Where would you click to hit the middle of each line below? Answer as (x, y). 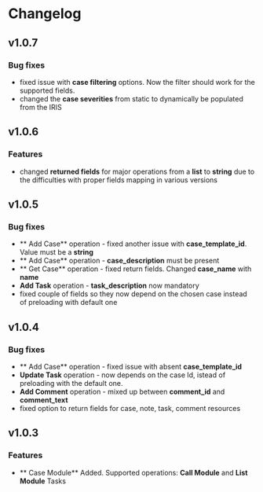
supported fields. (47, 90)
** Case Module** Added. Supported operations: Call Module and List (133, 472)
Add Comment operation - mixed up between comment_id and (122, 391)
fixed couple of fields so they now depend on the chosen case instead (133, 294)
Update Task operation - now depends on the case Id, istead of (122, 375)
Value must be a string (57, 252)
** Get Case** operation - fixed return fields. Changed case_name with (135, 269)
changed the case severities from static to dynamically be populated (131, 98)
